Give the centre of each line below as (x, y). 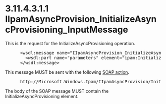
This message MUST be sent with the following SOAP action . (67, 72)
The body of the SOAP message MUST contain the (57, 91)
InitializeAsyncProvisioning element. (42, 96)
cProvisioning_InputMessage (67, 30)
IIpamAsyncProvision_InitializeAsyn (81, 19)
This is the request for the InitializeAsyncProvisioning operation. (70, 43)
